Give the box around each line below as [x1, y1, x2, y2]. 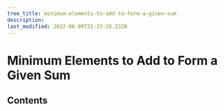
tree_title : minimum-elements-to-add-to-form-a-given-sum [7, 10, 177, 17]
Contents [7, 94, 48, 106]
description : [7, 17, 45, 23]
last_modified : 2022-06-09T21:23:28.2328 [7, 23, 128, 30]
